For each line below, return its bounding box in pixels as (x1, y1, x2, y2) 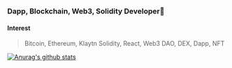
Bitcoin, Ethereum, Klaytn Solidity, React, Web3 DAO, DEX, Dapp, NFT (24, 39, 225, 48)
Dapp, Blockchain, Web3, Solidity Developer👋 (7, 6, 165, 16)
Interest (7, 24, 31, 32)
